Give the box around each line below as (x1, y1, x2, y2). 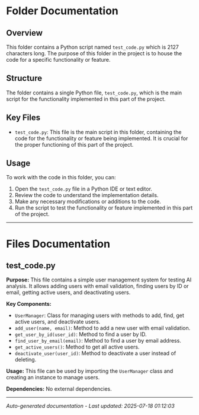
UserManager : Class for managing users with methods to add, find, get (14, 312, 185, 319)
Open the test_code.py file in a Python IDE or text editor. (14, 185, 153, 192)
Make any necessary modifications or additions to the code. (14, 198, 162, 205)
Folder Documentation (6, 4, 118, 18)
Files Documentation (6, 237, 111, 251)
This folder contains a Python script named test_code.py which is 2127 (6, 43, 179, 50)
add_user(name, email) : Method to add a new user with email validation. (14, 325, 191, 332)
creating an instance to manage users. (6, 374, 100, 381)
